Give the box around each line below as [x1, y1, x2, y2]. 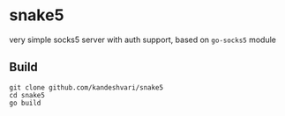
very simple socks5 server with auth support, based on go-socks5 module [9, 34, 276, 45]
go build [9, 98, 41, 107]
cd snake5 [9, 91, 46, 99]
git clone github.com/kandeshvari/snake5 [9, 83, 164, 92]
